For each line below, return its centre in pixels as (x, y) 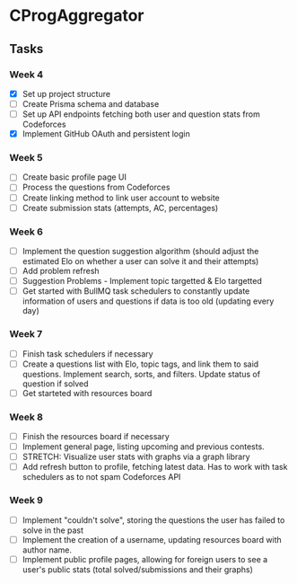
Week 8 (26, 417)
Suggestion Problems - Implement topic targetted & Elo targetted (142, 281)
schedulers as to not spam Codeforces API (101, 477)
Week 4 (26, 75)
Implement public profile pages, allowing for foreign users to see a (145, 559)
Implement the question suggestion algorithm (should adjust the (140, 251)
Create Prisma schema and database (91, 103)
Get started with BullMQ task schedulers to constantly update (136, 291)
